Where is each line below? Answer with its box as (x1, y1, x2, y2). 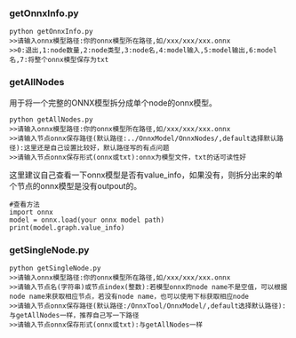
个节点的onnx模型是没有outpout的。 (9, 180, 142, 191)
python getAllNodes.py (9, 114, 93, 124)
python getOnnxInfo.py (9, 28, 93, 36)
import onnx (9, 208, 53, 216)
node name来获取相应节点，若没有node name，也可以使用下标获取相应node (9, 292, 249, 301)
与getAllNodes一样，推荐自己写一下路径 (9, 310, 140, 319)
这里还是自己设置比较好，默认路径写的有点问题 (23, 143, 170, 153)
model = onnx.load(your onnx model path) (9, 216, 165, 224)
